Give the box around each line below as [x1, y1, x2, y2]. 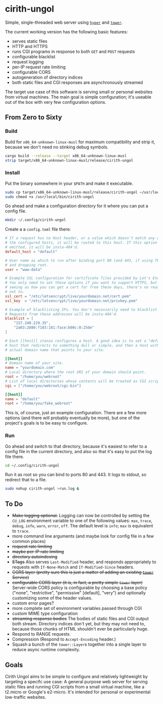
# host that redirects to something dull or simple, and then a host [5, 343, 149, 348]
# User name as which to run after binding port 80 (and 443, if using [5, 258, 153, 263]
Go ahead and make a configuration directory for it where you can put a [5, 203, 148, 209]
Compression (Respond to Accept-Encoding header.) [12, 637, 116, 642]
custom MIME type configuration [12, 610, 78, 617]
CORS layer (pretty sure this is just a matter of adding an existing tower [12, 569, 154, 575]
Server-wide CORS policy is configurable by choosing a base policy [12, 585, 147, 590]
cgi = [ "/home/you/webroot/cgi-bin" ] [5, 383, 81, 388]
